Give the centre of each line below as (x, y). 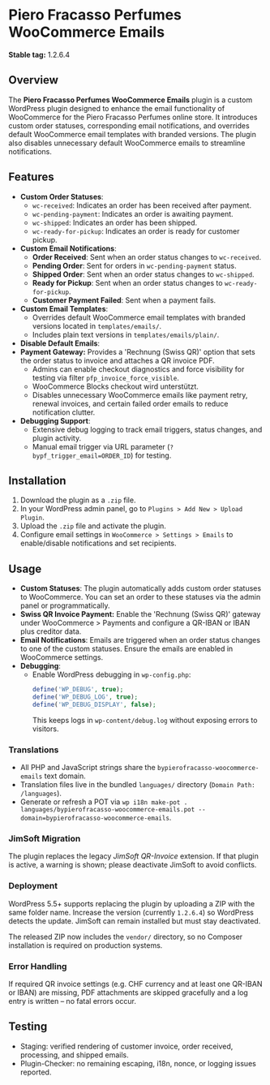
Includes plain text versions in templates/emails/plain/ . (126, 334)
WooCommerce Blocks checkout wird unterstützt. (115, 386)
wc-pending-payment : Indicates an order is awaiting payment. (133, 213)
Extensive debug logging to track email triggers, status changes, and (147, 429)
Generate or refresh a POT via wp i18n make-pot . (104, 802)
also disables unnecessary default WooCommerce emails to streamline (127, 143)
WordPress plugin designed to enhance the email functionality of (117, 108)
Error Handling (38, 966)
